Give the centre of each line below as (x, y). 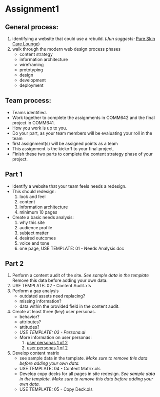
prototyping (31, 70)
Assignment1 (32, 9)
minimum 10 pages (38, 212)
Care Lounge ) (26, 44)
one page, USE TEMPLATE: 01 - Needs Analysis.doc (72, 248)
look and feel (32, 197)
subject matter (34, 233)
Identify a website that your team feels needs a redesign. (69, 186)
